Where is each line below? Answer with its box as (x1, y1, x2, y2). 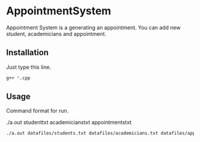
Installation (6, 48, 49, 58)
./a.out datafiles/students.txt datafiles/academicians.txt (6, 130, 159, 137)
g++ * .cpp (6, 75, 31, 81)
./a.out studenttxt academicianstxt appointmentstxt (6, 119, 132, 126)
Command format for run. (6, 107, 69, 115)
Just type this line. (6, 63, 52, 70)
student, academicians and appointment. (6, 30, 107, 37)
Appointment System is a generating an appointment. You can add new (6, 24, 181, 31)
